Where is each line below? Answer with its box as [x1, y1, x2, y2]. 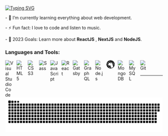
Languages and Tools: [5, 48, 60, 55]
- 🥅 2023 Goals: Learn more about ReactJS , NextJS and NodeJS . [5, 36, 142, 42]
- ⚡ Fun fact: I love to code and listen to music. [5, 24, 101, 30]
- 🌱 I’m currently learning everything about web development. [5, 14, 132, 20]
